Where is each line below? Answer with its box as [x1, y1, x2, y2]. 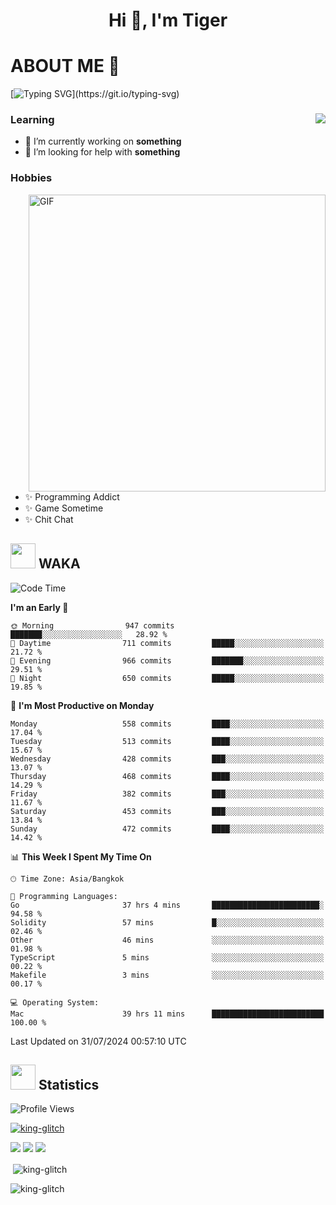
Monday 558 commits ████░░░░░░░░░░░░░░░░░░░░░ [10, 719, 325, 729]
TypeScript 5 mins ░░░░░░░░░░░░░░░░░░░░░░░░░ [10, 952, 325, 963]
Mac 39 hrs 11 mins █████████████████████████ [10, 1009, 325, 1019]
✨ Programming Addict [24, 490, 120, 503]
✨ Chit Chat [24, 513, 74, 525]
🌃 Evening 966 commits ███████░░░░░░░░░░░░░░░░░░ [10, 655, 325, 666]
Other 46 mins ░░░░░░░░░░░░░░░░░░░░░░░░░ [10, 935, 325, 945]
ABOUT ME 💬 [10, 55, 120, 78]
